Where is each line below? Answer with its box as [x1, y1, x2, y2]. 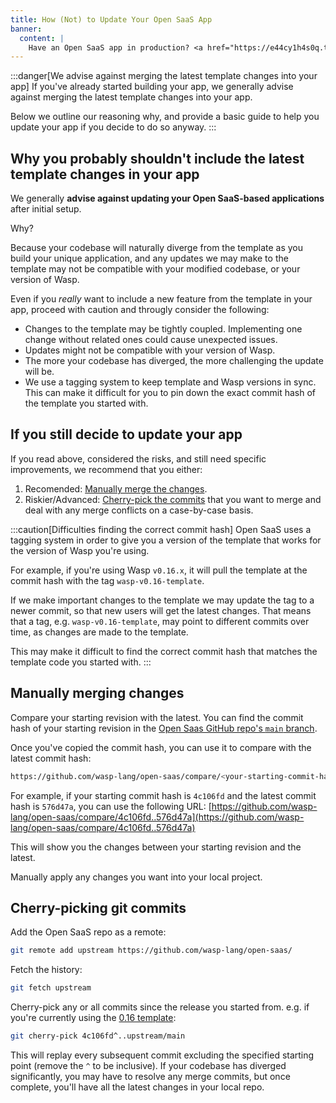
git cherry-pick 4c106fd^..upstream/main [10, 1031, 186, 1041]
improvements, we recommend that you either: [10, 463, 203, 475]
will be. [24, 366, 55, 378]
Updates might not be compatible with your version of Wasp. [24, 344, 276, 356]
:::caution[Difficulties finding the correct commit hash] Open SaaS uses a [10, 523, 312, 535]
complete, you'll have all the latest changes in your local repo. [10, 1081, 265, 1093]
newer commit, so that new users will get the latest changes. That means [10, 604, 312, 616]
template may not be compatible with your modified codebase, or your [10, 263, 301, 275]
